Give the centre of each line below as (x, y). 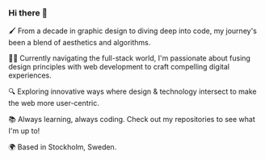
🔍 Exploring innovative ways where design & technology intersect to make (132, 91)
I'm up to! (24, 131)
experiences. (30, 75)
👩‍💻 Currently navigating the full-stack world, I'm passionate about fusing (129, 58)
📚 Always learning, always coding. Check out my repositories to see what (132, 120)
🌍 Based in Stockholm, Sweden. (63, 147)
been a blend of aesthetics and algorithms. (80, 43)
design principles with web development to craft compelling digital (119, 67)
